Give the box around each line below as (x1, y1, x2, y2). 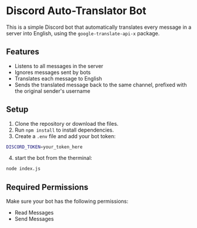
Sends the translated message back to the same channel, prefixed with (14, 81, 187, 88)
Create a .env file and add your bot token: (14, 132, 116, 139)
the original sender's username (14, 87, 91, 95)
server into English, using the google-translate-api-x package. (6, 29, 160, 36)
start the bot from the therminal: (14, 155, 92, 162)
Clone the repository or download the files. (14, 120, 119, 127)
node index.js (6, 166, 41, 172)
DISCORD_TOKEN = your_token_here (6, 144, 83, 150)
